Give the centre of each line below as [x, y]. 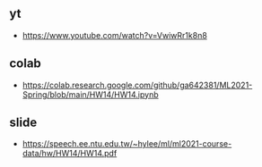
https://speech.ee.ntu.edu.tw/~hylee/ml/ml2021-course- [127, 144]
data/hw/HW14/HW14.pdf [70, 154]
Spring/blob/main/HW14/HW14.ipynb [90, 94]
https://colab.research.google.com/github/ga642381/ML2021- [137, 85]
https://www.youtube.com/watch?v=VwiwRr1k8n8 [115, 35]
